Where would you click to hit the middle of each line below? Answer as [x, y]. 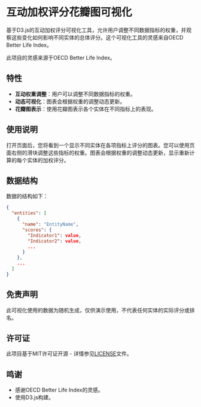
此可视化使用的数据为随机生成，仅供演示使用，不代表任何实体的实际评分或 [98, 310]
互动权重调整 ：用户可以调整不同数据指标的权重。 [75, 94]
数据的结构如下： [27, 196]
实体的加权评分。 [48, 160]
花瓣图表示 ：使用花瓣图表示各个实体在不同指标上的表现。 [86, 109]
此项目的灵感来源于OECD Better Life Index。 [61, 57]
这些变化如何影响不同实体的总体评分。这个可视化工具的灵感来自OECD [97, 37]
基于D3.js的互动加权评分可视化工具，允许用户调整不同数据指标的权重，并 [96, 30]
